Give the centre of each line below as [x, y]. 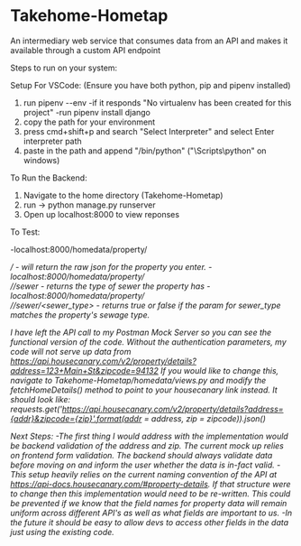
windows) [41, 160]
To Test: [25, 232]
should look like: [41, 399]
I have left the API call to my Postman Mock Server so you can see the [141, 332]
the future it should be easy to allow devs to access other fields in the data [150, 522]
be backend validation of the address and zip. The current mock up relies [147, 445]
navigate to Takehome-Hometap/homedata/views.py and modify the [138, 380]
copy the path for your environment [89, 122]
